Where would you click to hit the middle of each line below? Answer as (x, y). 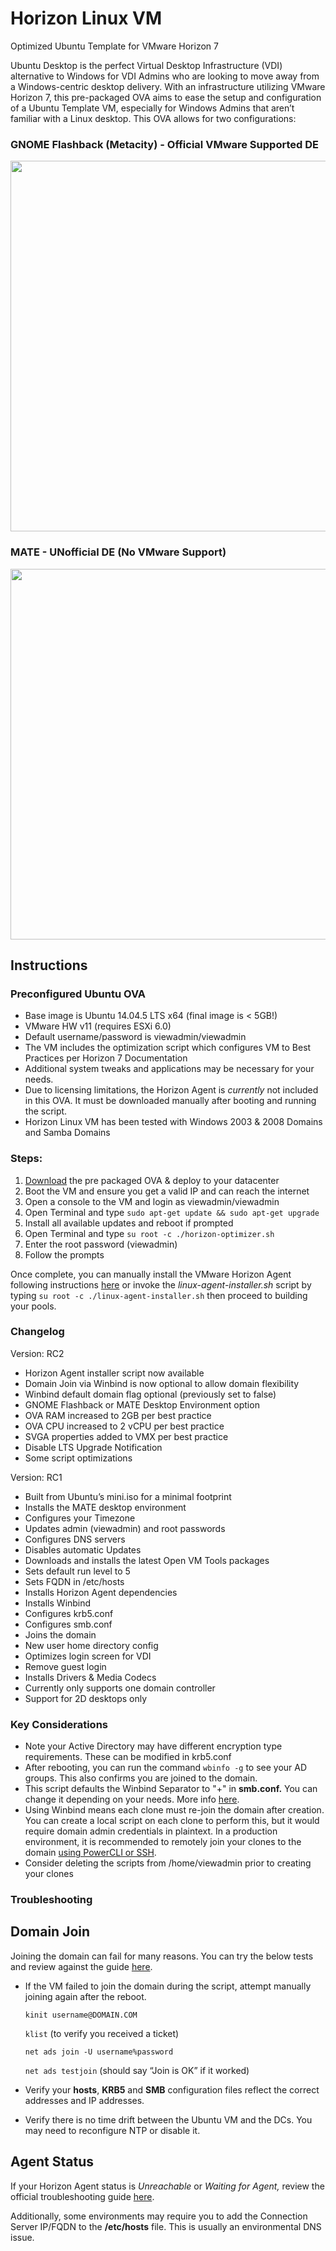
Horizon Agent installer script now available (114, 1373)
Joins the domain (60, 1634)
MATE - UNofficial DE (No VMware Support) (118, 552)
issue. (22, 2237)
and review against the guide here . (81, 1966)
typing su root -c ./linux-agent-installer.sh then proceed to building (159, 1295)
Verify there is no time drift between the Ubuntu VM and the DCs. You (168, 2119)
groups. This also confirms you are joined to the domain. (141, 1778)
